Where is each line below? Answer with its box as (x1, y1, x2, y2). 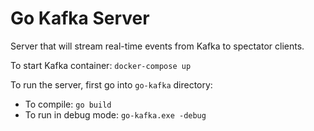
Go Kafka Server (10, 7, 150, 30)
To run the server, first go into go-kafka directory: (10, 78, 213, 91)
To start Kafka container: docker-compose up (10, 59, 192, 71)
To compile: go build (24, 98, 112, 110)
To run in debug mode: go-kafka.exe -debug (24, 108, 207, 121)
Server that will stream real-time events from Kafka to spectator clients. (10, 40, 305, 52)
